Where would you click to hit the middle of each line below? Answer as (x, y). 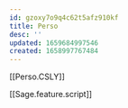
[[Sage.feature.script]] (51, 94)
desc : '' (26, 34)
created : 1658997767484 (54, 51)
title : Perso (34, 26)
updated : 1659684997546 (54, 43)
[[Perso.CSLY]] (37, 76)
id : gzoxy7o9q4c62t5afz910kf (64, 18)
